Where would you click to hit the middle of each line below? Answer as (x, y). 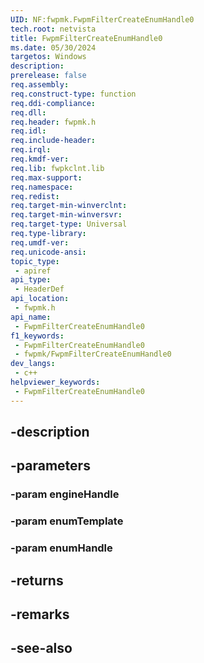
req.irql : (31, 150)
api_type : (31, 280)
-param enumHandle (61, 548)
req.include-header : (53, 141)
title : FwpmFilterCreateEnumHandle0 (86, 38)
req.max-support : (46, 177)
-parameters (50, 466)
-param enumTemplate (67, 521)
